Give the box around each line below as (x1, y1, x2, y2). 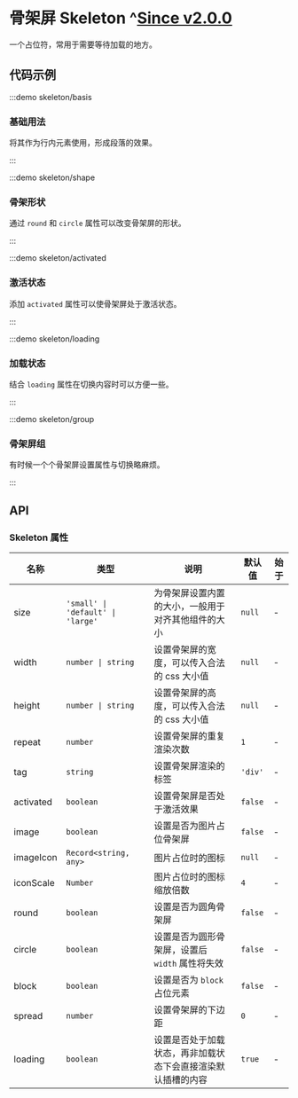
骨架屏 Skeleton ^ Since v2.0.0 (9, 8, 232, 28)
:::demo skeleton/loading (9, 333, 100, 344)
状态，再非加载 (153, 1047, 217, 1059)
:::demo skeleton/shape (9, 172, 96, 183)
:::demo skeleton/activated (9, 253, 106, 263)
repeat (13, 735, 42, 748)
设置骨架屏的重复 (153, 729, 226, 741)
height (13, 699, 41, 711)
